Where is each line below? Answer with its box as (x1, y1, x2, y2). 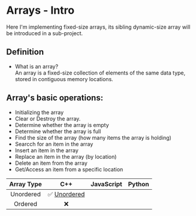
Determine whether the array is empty (14, 121, 109, 128)
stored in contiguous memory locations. (14, 75, 114, 82)
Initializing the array (14, 109, 64, 116)
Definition (6, 47, 44, 57)
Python (128, 180, 150, 188)
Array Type (9, 180, 42, 188)
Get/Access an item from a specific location (14, 165, 123, 173)
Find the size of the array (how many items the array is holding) (14, 134, 172, 141)
